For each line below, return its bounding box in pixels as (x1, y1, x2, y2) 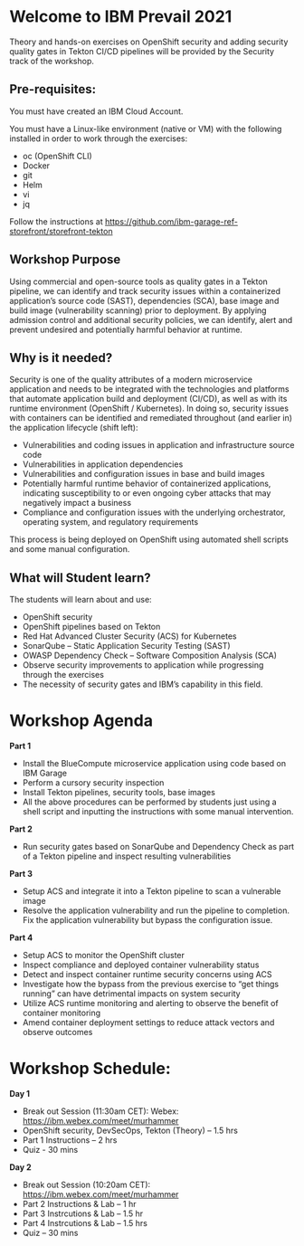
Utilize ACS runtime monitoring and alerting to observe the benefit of (22, 998, 279, 1009)
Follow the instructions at (9, 215, 103, 227)
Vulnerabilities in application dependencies (22, 459, 184, 470)
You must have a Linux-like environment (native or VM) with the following (9, 123, 282, 134)
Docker (22, 160, 51, 171)
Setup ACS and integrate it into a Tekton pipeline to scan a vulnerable (22, 886, 282, 897)
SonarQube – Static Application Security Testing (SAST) (22, 641, 231, 652)
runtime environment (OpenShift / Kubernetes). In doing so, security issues (9, 403, 290, 414)
